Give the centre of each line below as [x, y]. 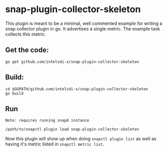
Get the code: [27, 50]
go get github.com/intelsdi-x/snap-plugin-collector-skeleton [72, 62]
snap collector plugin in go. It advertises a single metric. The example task [83, 28]
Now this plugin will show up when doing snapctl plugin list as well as [81, 139]
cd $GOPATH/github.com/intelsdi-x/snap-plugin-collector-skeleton [77, 89]
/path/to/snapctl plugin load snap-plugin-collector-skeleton [72, 129]
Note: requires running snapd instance [47, 121]
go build [14, 93]
